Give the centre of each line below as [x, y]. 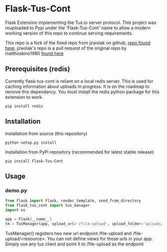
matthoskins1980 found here [34, 53]
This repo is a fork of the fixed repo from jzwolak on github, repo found [78, 42]
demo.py [16, 190]
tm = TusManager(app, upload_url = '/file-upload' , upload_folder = [74, 224]
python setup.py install [31, 143]
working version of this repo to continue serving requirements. [69, 33]
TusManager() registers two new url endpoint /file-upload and [68, 233]
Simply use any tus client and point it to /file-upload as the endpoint [75, 244]
